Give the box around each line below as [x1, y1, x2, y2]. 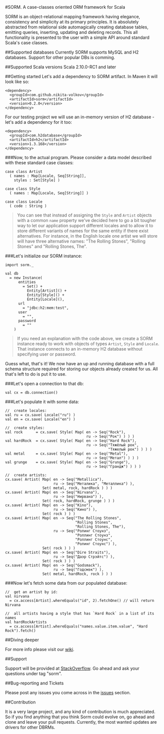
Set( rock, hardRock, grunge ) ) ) [42, 498, 115, 503]
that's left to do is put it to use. [5, 371, 67, 377]
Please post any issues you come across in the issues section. [5, 690, 131, 695]
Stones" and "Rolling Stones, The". [17, 244, 87, 249]
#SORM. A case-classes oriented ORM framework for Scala [5, 4, 126, 10]
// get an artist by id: [5, 590, 58, 595]
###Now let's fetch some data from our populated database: [5, 580, 127, 586]
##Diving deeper [5, 637, 39, 643]
